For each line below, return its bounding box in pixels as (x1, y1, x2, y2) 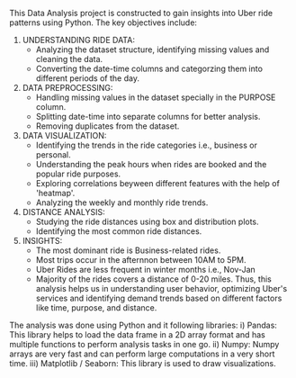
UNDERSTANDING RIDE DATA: (22, 35, 135, 45)
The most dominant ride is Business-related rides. (35, 245, 221, 256)
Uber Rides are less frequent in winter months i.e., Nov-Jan (35, 265, 256, 274)
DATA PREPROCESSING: (22, 83, 113, 93)
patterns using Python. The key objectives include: (9, 17, 198, 28)
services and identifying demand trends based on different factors (35, 292, 283, 303)
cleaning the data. (35, 54, 103, 64)
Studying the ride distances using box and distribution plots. (35, 216, 259, 227)
